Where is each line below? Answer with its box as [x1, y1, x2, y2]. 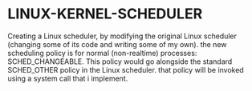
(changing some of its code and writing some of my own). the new [7, 39, 227, 49]
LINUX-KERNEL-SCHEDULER [7, 5, 203, 23]
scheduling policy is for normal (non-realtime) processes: [7, 48, 197, 57]
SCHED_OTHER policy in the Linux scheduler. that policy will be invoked [7, 65, 244, 74]
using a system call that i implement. [7, 73, 128, 83]
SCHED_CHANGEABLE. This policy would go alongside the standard [7, 57, 233, 66]
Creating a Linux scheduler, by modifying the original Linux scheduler [7, 31, 238, 41]
